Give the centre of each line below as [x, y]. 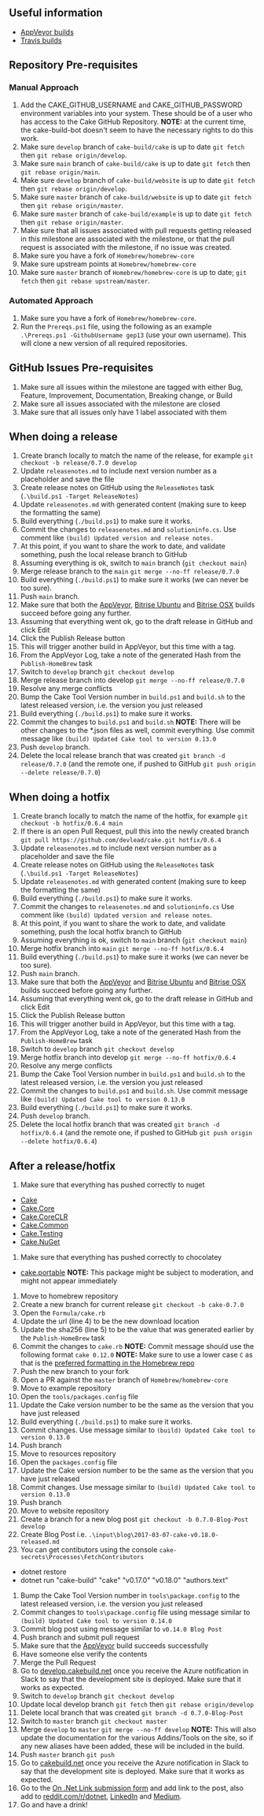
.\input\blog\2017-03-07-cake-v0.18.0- [154, 1536]
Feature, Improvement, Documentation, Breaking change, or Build [126, 395]
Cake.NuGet [40, 1242]
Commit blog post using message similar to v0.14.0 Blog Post [121, 1629]
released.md [40, 1542]
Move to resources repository [68, 1454]
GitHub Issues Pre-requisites [81, 368]
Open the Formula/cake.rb [62, 1313]
